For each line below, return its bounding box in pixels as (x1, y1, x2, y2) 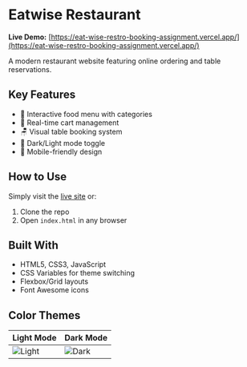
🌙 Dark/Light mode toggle (19, 138, 106, 147)
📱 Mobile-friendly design (19, 147, 103, 156)
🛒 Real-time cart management (19, 118, 119, 127)
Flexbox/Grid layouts (19, 276, 89, 286)
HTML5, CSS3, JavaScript (19, 260, 107, 269)
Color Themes (8, 309, 81, 322)
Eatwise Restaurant (8, 6, 141, 24)
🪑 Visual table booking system (19, 127, 123, 136)
